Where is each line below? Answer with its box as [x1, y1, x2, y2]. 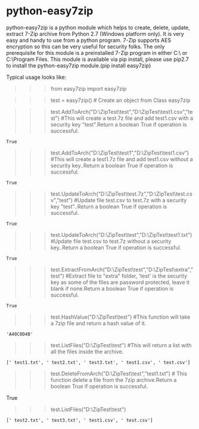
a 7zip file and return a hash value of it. [50, 319, 147, 326]
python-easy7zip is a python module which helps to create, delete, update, [6, 24, 191, 31]
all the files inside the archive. [50, 348, 124, 355]
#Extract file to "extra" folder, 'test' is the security [65, 272, 188, 279]
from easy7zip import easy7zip [50, 85, 127, 92]
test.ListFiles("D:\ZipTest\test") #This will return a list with [50, 341, 192, 348]
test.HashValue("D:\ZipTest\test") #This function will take [50, 313, 191, 320]
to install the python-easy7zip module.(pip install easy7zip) [6, 61, 151, 69]
